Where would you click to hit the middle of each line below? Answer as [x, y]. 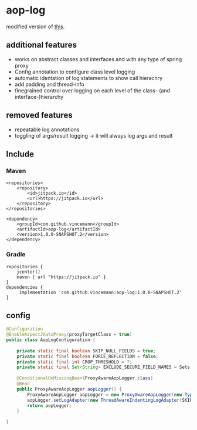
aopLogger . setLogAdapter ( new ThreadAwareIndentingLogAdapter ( [105, 400]
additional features [42, 45]
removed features [40, 115]
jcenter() [29, 272]
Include [20, 154]
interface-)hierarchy [39, 96]
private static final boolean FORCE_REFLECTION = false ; [88, 356]
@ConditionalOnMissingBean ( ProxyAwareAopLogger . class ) [85, 378]
